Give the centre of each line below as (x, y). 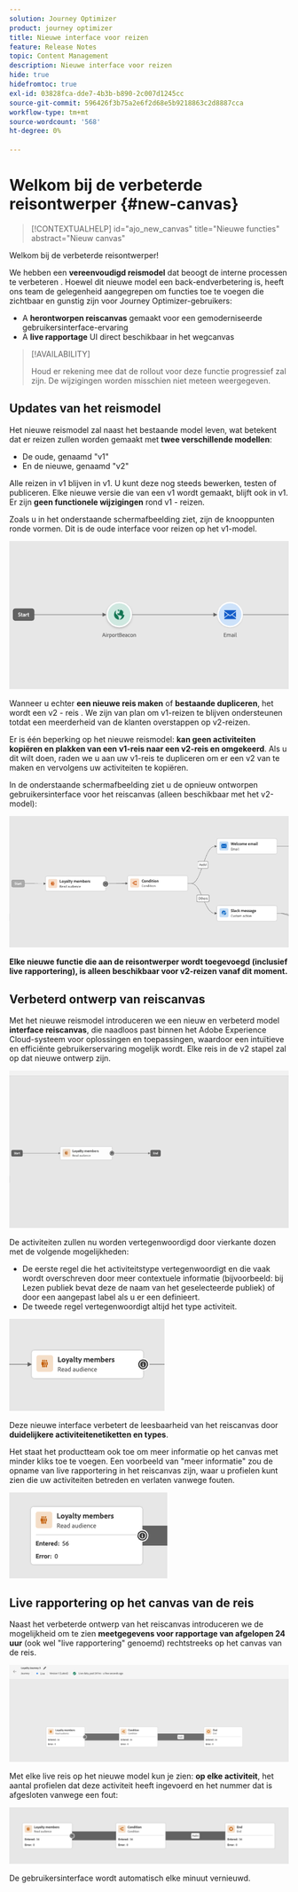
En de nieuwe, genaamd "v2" (75, 466)
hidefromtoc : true (43, 84)
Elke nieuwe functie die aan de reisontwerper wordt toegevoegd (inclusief (149, 962)
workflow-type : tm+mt (49, 112)
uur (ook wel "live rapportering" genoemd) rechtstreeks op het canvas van (145, 1643)
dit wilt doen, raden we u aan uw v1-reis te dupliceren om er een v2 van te (145, 758)
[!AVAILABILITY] (60, 354)
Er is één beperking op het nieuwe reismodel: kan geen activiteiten (133, 740)
